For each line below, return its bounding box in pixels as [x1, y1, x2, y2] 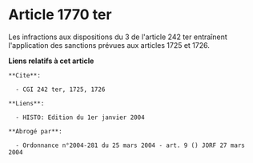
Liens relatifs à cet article [8, 56, 94, 66]
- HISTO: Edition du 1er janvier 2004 [15, 113, 146, 121]
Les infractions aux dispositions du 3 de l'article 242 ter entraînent [8, 32, 228, 42]
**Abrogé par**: [8, 127, 62, 135]
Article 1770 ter [8, 6, 112, 24]
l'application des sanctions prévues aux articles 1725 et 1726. [8, 40, 211, 50]
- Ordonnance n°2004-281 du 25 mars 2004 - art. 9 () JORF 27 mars [15, 141, 246, 149]
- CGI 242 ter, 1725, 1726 [15, 85, 106, 93]
